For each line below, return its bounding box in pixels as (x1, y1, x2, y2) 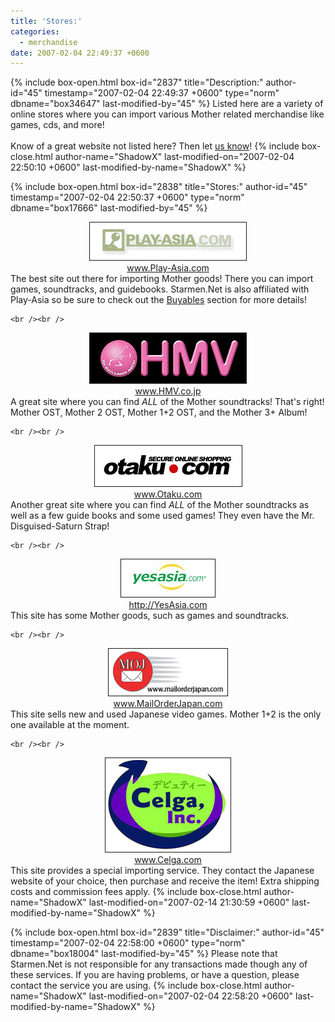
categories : (10, 26, 60, 37)
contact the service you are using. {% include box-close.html (10, 980, 263, 992)
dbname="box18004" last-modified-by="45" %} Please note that (10, 948, 278, 960)
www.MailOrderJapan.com (113, 698, 223, 710)
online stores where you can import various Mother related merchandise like (10, 108, 325, 120)
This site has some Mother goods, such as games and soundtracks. (10, 610, 290, 622)
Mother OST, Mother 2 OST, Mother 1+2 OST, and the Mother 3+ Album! (10, 406, 308, 419)
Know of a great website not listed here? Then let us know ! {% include (10, 140, 300, 152)
